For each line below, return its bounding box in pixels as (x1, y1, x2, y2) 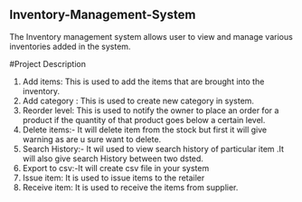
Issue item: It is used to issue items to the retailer (22, 172, 205, 183)
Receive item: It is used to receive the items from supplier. (22, 181, 239, 193)
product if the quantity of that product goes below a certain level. (22, 114, 266, 125)
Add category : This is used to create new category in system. (22, 95, 255, 106)
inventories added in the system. (9, 41, 131, 52)
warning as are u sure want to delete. (22, 133, 162, 144)
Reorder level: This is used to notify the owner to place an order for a (22, 104, 279, 116)
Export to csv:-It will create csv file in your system (22, 162, 210, 173)
